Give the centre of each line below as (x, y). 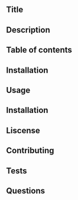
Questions (26, 191)
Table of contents (39, 50)
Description (28, 30)
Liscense (23, 130)
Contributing (30, 151)
